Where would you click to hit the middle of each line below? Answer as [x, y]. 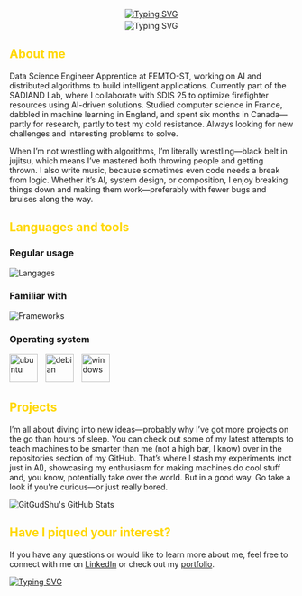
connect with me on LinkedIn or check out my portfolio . [112, 563]
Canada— [270, 114]
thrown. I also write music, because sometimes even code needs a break [145, 170]
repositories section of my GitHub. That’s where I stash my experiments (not [151, 458]
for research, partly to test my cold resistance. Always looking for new [163, 124]
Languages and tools [69, 227]
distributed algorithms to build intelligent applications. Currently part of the [148, 85]
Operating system [50, 339]
